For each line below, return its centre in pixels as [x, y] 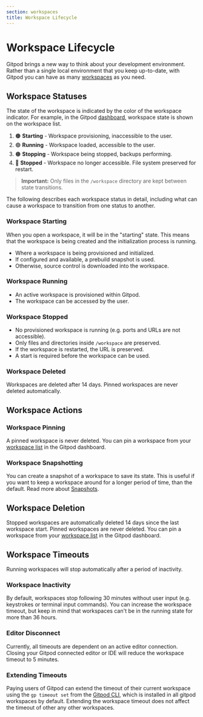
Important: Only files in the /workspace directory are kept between [104, 181]
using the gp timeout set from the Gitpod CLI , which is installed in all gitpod [101, 695]
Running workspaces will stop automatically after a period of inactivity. [95, 569]
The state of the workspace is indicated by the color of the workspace [94, 111]
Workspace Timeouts [48, 555]
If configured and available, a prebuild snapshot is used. [85, 259]
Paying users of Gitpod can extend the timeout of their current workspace [98, 688]
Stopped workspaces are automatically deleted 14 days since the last [93, 523]
